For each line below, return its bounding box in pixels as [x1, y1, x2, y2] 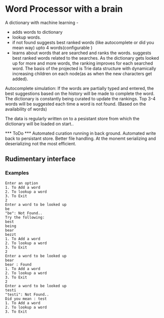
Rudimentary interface [5, 155, 76, 163]
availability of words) [5, 106, 47, 112]
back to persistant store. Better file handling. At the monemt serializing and [5, 136, 156, 141]
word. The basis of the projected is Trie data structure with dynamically [12, 65, 157, 71]
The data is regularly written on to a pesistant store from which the [5, 115, 140, 121]
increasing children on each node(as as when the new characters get [12, 70, 152, 76]
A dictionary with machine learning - [5, 20, 79, 25]
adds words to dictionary [12, 29, 63, 35]
